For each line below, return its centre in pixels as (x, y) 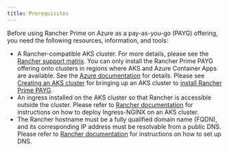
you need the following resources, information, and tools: (88, 40)
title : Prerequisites (38, 13)
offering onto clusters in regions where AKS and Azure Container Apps (117, 68)
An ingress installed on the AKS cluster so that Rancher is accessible (114, 97)
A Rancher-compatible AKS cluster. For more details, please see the (113, 54)
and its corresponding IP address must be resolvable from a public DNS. (119, 126)
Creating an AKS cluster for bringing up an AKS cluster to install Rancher (119, 82)
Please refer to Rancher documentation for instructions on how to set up (119, 134)
